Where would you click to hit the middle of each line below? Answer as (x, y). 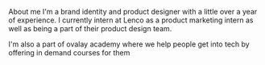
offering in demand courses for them (69, 53)
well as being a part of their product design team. (90, 28)
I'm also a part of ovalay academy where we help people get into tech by (129, 44)
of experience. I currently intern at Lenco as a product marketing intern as (131, 20)
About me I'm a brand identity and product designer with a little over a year (133, 12)
